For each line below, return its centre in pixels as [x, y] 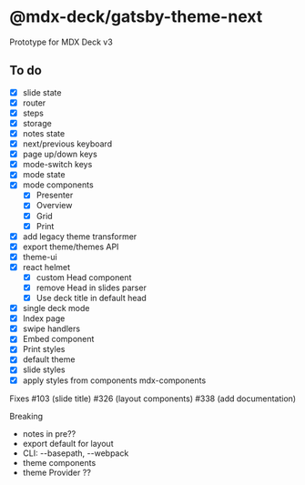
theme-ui [40, 257]
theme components [59, 462]
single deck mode [56, 308]
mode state [44, 175]
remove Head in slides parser [91, 288]
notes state [44, 133]
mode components [58, 185]
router [34, 103]
